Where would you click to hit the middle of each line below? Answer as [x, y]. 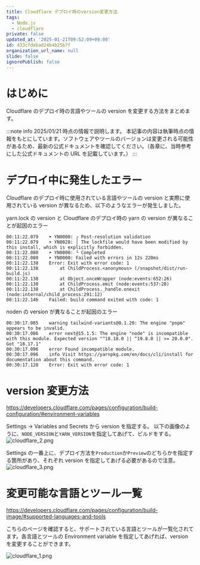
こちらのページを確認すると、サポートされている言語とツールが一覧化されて [100, 529]
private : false [25, 34]
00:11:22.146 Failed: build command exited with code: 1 [83, 300]
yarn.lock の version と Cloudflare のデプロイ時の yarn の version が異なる [97, 218]
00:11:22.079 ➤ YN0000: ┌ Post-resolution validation [79, 237]
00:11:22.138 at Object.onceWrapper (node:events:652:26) [89, 279]
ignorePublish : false [33, 62]
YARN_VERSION [75, 434]
